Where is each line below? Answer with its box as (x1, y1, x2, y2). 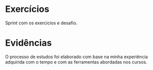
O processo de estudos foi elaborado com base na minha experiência (5, 54, 148, 60)
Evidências (5, 37, 52, 49)
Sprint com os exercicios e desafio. (5, 20, 78, 26)
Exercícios (5, 3, 50, 15)
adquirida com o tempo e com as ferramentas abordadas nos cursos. (5, 59, 148, 65)
